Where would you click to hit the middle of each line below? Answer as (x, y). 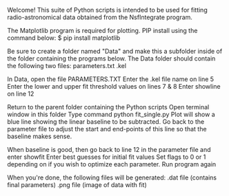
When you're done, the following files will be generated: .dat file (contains (112, 177)
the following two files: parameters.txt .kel (67, 66)
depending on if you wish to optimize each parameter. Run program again (112, 164)
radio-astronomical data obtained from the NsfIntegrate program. (100, 17)
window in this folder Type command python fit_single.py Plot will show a (111, 114)
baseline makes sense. (40, 136)
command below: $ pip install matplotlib (64, 38)
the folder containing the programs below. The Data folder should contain (111, 58)
